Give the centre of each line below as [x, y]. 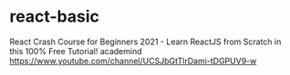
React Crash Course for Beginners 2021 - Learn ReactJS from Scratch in [145, 42]
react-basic [55, 17]
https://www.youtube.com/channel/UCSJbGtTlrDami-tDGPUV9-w [133, 61]
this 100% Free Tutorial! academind [76, 51]
